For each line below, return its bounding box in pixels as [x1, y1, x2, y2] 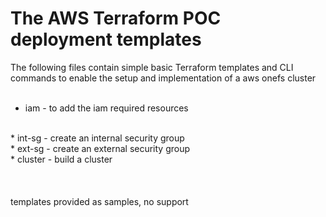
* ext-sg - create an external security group [10, 142, 191, 154]
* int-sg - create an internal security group [10, 132, 185, 144]
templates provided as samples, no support [10, 195, 189, 207]
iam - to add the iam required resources [24, 102, 189, 114]
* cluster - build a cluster [10, 153, 113, 165]
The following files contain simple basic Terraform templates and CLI [10, 61, 294, 73]
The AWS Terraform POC [10, 7, 222, 30]
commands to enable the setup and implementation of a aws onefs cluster [10, 72, 317, 84]
